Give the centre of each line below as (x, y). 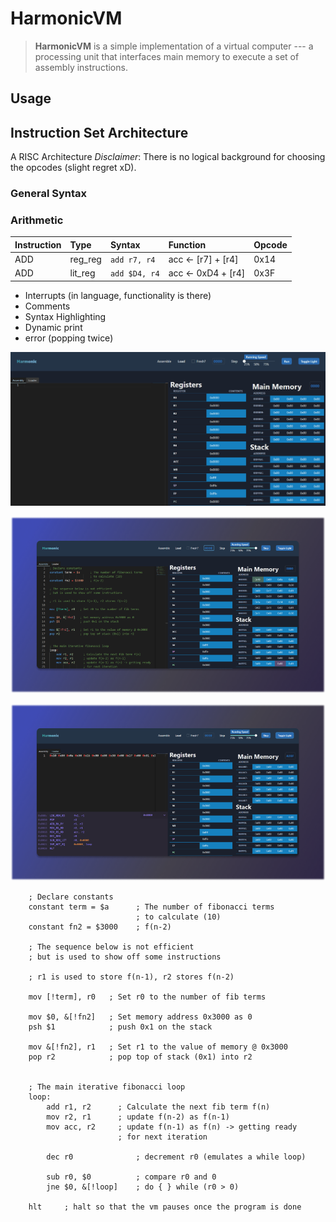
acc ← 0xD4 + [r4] (207, 273)
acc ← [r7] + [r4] (203, 259)
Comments (47, 306)
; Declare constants (71, 897)
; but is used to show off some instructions (125, 957)
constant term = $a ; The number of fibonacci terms (151, 907)
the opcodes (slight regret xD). (73, 168)
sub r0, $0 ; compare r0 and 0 (131, 1177)
